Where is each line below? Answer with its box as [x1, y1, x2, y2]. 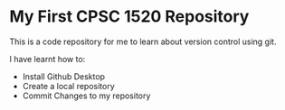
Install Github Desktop [22, 70, 106, 82]
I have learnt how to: [9, 53, 86, 64]
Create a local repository [22, 80, 115, 91]
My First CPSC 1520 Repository [9, 6, 250, 27]
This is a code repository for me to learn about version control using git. [9, 36, 277, 47]
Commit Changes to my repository [22, 90, 151, 101]
